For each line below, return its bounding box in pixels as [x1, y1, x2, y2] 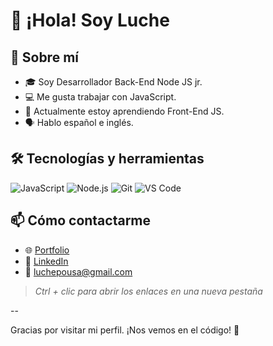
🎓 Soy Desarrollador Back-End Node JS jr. [24, 76, 203, 88]
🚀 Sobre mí [10, 49, 79, 66]
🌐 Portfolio [24, 244, 70, 256]
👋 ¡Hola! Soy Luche [10, 9, 170, 32]
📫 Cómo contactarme [10, 212, 152, 229]
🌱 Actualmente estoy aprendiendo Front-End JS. [24, 105, 225, 117]
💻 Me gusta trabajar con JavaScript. [24, 91, 177, 103]
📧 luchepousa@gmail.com [24, 265, 133, 278]
